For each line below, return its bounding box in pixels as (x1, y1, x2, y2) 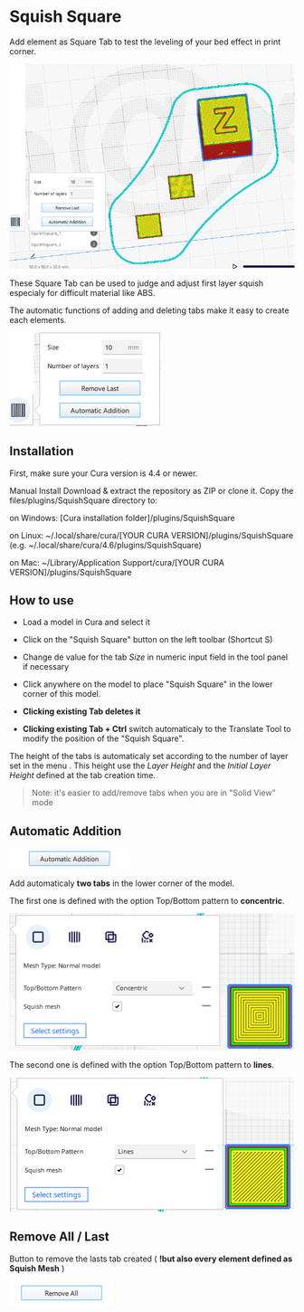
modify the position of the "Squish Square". (22, 733, 185, 744)
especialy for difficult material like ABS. (9, 287, 156, 298)
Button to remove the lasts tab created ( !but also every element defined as (9, 1253, 293, 1264)
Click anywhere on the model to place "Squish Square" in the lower (22, 679, 273, 689)
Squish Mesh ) (9, 1262, 65, 1273)
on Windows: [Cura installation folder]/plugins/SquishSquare (9, 512, 235, 523)
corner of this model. (22, 689, 101, 699)
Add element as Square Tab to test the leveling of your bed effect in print (9, 36, 281, 47)
